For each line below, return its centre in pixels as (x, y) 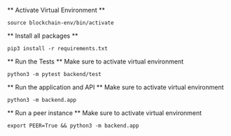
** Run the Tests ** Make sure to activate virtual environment (96, 61)
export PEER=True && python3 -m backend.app (73, 126)
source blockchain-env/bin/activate (61, 23)
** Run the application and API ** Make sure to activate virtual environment (115, 87)
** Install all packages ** (43, 36)
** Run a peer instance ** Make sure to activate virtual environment (105, 113)
